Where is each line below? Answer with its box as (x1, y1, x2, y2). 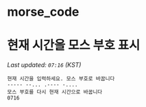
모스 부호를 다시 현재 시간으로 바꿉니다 (7, 88, 103, 96)
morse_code (7, 4, 80, 20)
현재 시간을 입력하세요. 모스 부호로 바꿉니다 (7, 75, 115, 82)
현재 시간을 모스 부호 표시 (7, 38, 141, 53)
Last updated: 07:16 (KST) (7, 61, 82, 69)
